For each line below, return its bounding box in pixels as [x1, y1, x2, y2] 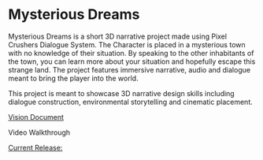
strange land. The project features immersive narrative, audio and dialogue [8, 65, 250, 74]
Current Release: [8, 143, 63, 152]
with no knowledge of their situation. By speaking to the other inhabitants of [8, 48, 254, 58]
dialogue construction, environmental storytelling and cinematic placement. [8, 97, 254, 106]
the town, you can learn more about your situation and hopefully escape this [8, 57, 256, 66]
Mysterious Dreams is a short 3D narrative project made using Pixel [8, 32, 227, 41]
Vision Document [8, 112, 65, 121]
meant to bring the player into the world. [8, 73, 139, 83]
